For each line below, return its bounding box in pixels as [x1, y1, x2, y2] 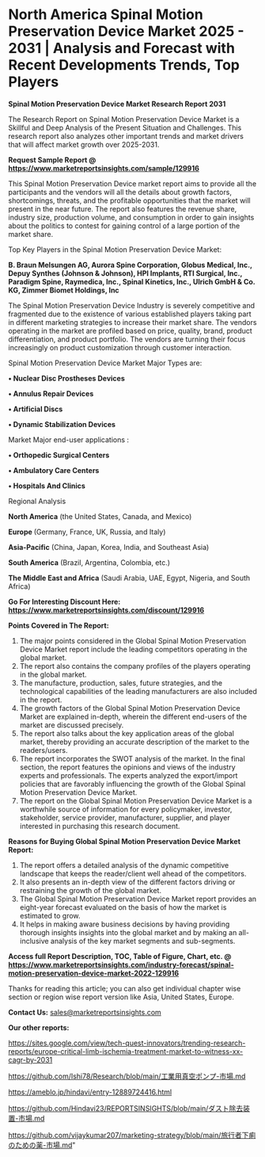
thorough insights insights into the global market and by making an [19, 927, 237, 937]
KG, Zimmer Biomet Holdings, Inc [8, 285, 120, 295]
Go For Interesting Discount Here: [8, 597, 121, 606]
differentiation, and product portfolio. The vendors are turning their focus [8, 334, 246, 344]
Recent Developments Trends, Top [8, 56, 240, 74]
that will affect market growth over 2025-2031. [8, 139, 160, 149]
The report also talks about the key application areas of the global [19, 728, 235, 738]
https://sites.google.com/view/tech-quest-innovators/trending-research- [8, 1038, 246, 1048]
